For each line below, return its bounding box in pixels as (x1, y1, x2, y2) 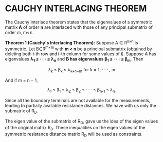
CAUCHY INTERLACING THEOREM (5, 3, 147, 14)
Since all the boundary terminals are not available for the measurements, (5, 97, 151, 103)
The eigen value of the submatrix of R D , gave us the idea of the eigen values (5, 118, 158, 125)
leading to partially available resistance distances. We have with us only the (5, 102, 157, 108)
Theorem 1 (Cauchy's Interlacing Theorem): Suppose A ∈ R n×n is (5, 39, 138, 45)
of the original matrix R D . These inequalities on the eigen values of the (5, 125, 145, 132)
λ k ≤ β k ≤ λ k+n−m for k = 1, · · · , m (48, 67, 116, 74)
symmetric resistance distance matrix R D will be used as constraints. (5, 131, 143, 138)
